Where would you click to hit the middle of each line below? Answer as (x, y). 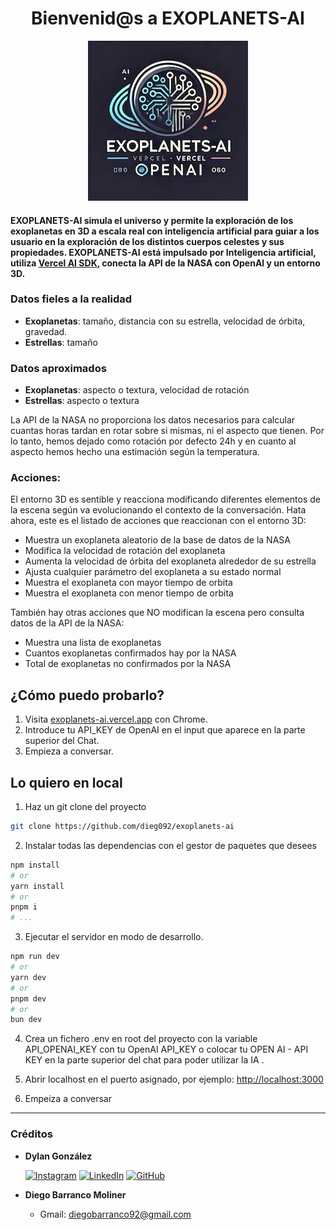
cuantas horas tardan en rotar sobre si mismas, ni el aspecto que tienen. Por (167, 431)
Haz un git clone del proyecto (85, 807)
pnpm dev (28, 998)
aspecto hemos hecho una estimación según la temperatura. (135, 452)
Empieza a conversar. (69, 751)
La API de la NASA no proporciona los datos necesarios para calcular (153, 420)
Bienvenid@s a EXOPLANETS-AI (168, 18)
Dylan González (58, 1156)
